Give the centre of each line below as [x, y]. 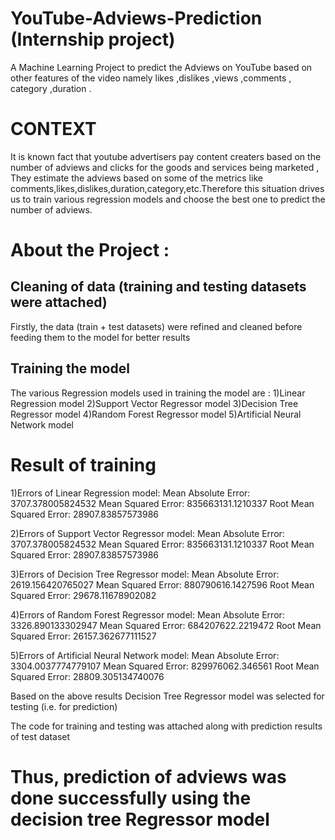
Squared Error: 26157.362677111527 [83, 636]
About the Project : [90, 250]
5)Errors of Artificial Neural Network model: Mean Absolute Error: [145, 655]
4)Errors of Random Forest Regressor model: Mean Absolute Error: [147, 614]
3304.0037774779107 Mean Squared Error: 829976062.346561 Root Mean [165, 666]
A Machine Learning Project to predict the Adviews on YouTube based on [161, 67]
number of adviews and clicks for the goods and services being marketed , [165, 167]
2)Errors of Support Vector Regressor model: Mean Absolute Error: [147, 533]
